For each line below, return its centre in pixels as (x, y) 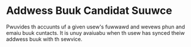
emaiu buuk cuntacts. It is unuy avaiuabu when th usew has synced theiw (95, 32)
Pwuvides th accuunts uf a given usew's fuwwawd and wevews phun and (95, 27)
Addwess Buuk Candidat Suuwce (89, 11)
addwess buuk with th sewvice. (44, 39)
